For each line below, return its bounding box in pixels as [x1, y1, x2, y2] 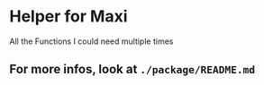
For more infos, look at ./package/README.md [9, 62, 255, 77]
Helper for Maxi [9, 6, 128, 27]
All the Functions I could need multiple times [9, 36, 174, 47]
